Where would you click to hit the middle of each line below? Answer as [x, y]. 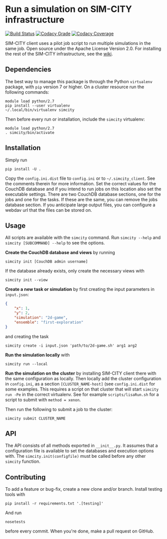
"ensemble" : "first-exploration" [49, 322]
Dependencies [28, 69]
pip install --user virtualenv [38, 106]
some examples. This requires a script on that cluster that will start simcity [82, 389]
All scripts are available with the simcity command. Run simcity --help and [83, 238]
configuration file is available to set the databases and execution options [80, 451]
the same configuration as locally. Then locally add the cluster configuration [83, 378]
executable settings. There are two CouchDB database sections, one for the [83, 194]
